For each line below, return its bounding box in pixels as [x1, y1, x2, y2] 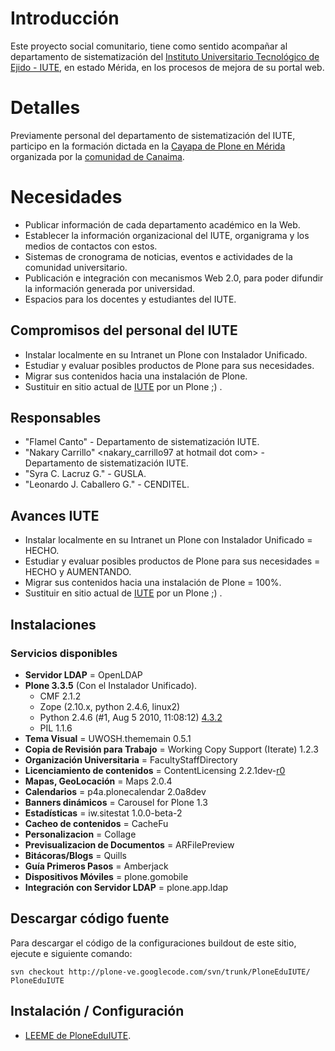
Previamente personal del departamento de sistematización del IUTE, [10, 129, 296, 141]
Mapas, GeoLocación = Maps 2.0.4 [24, 775, 173, 787]
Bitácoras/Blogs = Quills [24, 849, 127, 861]
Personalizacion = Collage [24, 828, 137, 840]
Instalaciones [10, 616, 97, 633]
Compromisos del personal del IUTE [10, 322, 238, 339]
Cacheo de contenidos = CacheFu [24, 817, 169, 829]
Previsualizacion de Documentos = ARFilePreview [24, 838, 235, 851]
